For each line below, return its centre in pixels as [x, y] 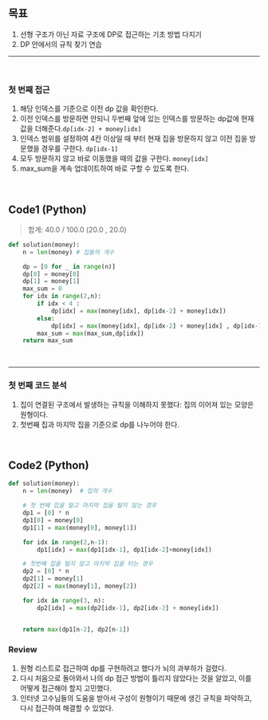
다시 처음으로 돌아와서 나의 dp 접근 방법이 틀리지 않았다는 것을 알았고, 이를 [136, 678]
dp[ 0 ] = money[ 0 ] [51, 274]
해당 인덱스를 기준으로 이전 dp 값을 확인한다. [89, 108]
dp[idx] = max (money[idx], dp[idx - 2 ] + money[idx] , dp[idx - [155, 326]
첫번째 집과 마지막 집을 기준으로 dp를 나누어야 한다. [100, 424]
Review [23, 650]
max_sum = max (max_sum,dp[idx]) [91, 333]
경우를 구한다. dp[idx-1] [79, 148]
